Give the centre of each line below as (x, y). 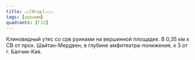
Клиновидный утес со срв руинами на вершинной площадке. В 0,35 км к (98, 39)
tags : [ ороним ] (25, 17)
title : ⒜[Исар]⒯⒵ (30, 11)
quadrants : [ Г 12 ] (27, 22)
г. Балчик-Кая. (24, 52)
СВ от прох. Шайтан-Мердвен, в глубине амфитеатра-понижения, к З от (97, 45)
